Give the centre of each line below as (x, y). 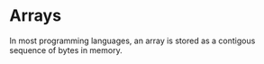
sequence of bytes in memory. (66, 50)
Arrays (35, 16)
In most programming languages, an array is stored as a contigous (132, 41)
